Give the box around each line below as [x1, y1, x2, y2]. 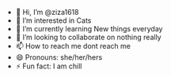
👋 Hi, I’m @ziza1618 [15, 8, 79, 16]
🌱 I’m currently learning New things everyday [15, 24, 163, 33]
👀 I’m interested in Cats [15, 16, 92, 25]
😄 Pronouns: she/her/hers [15, 53, 103, 62]
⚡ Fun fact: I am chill [15, 61, 82, 71]
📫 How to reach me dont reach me [15, 42, 131, 50]
